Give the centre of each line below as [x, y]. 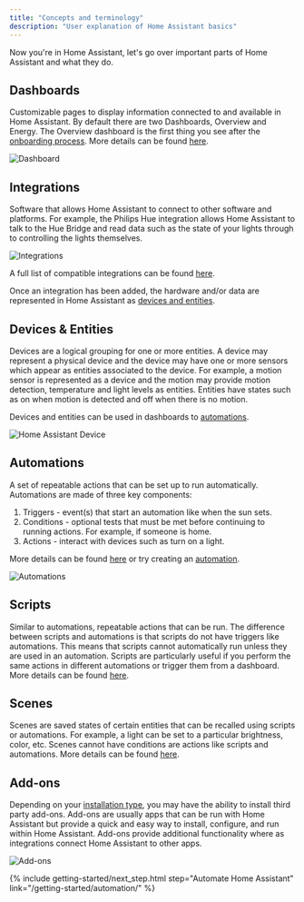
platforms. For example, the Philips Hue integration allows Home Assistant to [152, 219]
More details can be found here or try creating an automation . [125, 559]
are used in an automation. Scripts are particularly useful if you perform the [150, 656]
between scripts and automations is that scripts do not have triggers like [144, 636]
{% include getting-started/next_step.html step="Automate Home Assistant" [152, 878]
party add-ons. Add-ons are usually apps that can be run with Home [137, 815]
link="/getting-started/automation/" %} [83, 888]
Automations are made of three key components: [101, 494]
